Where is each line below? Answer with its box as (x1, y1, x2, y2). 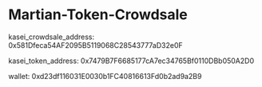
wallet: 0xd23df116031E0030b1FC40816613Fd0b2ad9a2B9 (8, 71, 202, 81)
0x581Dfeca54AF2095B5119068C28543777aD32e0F (8, 40, 184, 49)
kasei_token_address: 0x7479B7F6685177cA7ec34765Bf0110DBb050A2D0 (8, 56, 255, 65)
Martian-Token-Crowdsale (8, 6, 188, 24)
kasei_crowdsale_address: (8, 32, 95, 42)
